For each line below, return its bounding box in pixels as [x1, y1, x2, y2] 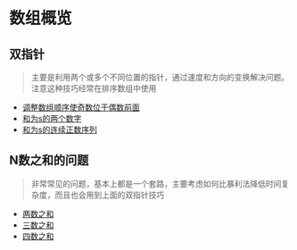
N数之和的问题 [9, 153, 89, 168]
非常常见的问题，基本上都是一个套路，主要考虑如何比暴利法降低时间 [30, 178, 282, 188]
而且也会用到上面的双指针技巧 [54, 189, 165, 200]
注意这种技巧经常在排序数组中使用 [30, 83, 157, 94]
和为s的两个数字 [21, 113, 82, 123]
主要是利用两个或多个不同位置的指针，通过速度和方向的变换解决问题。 [30, 72, 290, 82]
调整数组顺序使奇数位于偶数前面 [21, 102, 140, 112]
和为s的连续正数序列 [21, 124, 98, 135]
